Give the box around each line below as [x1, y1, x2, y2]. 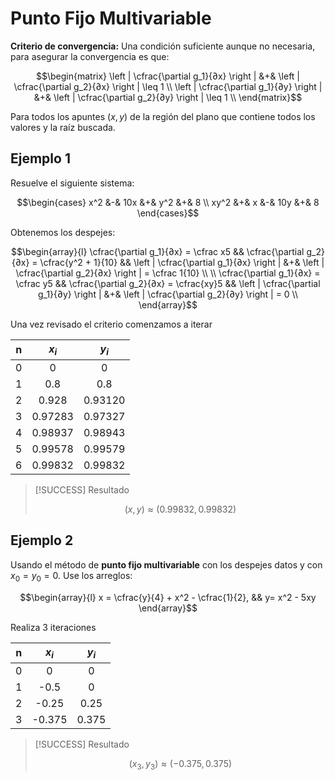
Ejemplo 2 [10, 532, 74, 549]
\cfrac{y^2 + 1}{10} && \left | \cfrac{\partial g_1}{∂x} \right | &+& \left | [39, 256, 325, 268]
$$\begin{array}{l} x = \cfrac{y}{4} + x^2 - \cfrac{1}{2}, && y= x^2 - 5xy [19, 591, 317, 603]
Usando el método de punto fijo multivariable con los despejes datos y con [10, 558, 323, 571]
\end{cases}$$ [136, 207, 200, 219]
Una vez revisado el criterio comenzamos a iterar [10, 318, 213, 330]
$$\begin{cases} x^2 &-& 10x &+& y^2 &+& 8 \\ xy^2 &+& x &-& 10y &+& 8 [16, 196, 320, 208]
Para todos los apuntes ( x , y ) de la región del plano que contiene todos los [10, 110, 316, 122]
